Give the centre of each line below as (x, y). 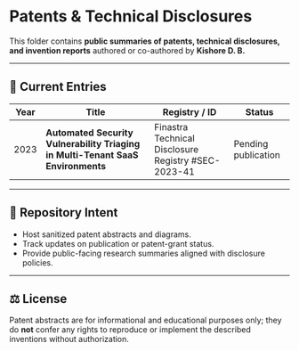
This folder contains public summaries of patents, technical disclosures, (145, 41)
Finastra (171, 127)
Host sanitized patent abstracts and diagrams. (106, 234)
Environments (76, 166)
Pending (251, 143)
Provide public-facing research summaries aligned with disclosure (143, 253)
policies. (37, 262)
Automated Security (89, 133)
